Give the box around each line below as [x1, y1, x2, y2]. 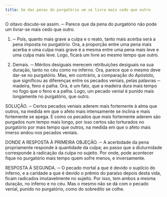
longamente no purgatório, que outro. [12, 93, 90, 99]
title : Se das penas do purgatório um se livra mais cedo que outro [5, 7, 151, 12]
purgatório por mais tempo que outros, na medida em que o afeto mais [5, 124, 151, 130]
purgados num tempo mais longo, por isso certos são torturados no [5, 119, 144, 125]
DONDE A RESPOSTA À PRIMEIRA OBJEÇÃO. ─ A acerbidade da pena [5, 139, 149, 145]
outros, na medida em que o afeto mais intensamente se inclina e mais [5, 108, 150, 114]
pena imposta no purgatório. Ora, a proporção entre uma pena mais [12, 41, 152, 47]
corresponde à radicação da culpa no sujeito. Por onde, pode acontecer [5, 150, 154, 156]
